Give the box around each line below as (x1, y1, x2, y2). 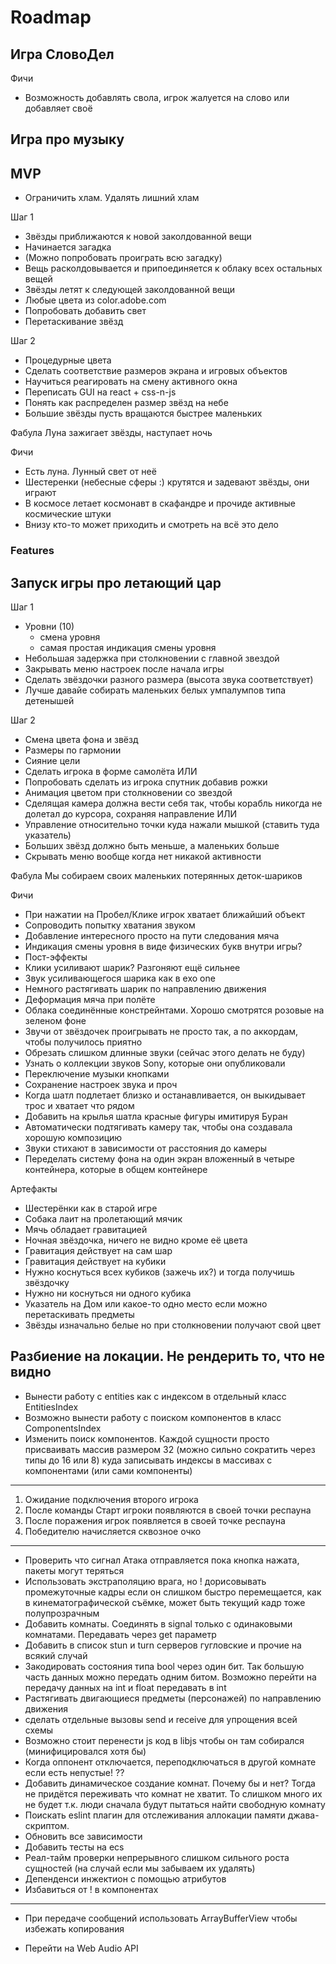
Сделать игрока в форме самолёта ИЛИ (24, 765, 198, 777)
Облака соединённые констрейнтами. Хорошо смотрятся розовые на (24, 1004, 325, 1016)
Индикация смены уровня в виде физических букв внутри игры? (24, 940, 303, 952)
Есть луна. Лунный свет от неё (24, 466, 157, 478)
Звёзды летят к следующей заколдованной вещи (24, 284, 236, 296)
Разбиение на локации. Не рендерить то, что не (10, 1348, 325, 1365)
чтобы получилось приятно (24, 1036, 143, 1048)
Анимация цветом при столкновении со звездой (24, 786, 233, 798)
